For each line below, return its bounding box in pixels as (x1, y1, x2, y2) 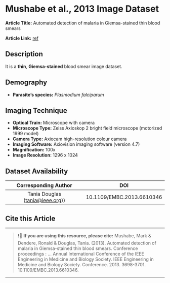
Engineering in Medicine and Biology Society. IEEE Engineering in (17, 256, 154, 262)
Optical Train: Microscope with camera (12, 120, 95, 126)
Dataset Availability (5, 167, 68, 175)
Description (5, 50, 43, 58)
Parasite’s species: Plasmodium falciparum (12, 91, 105, 98)
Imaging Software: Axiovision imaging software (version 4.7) (12, 141, 140, 147)
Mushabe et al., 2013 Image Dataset (5, 3, 159, 15)
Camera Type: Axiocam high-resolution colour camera (12, 136, 127, 142)
